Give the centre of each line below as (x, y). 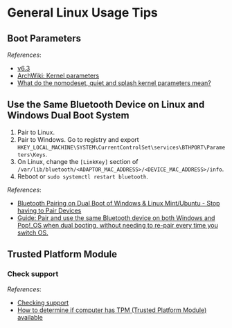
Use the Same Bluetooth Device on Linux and (106, 105)
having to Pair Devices (49, 210)
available (30, 317)
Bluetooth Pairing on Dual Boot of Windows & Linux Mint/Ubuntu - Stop (118, 203)
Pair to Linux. (36, 132)
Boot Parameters (44, 38)
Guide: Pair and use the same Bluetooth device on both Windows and (116, 218)
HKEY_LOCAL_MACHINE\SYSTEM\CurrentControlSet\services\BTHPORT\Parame (121, 147)
